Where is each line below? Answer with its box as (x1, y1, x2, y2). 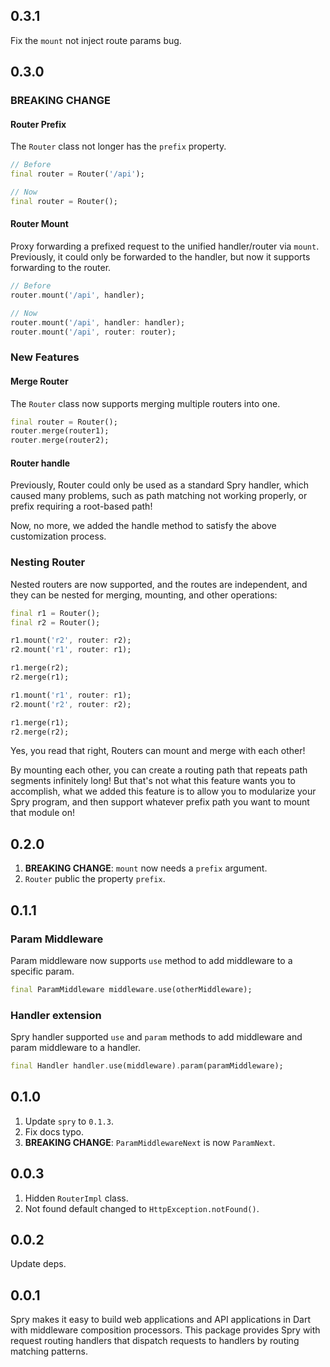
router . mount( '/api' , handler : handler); (10, 317, 186, 328)
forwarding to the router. (10, 262, 112, 274)
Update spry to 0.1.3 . (24, 1115, 114, 1127)
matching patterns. (10, 1345, 88, 1358)
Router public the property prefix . (24, 873, 166, 885)
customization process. (10, 530, 107, 543)
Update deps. (10, 1258, 67, 1270)
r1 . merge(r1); (10, 717, 70, 728)
